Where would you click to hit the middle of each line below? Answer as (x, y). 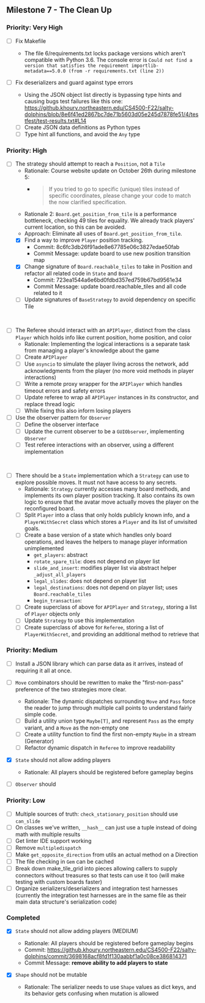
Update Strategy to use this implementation (79, 621)
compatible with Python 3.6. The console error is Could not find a (108, 60)
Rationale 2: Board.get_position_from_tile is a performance (101, 214)
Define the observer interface (61, 424)
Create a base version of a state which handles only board (98, 535)
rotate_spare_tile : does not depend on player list (97, 561)
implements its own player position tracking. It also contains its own (109, 496)
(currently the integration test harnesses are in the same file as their (101, 896)
